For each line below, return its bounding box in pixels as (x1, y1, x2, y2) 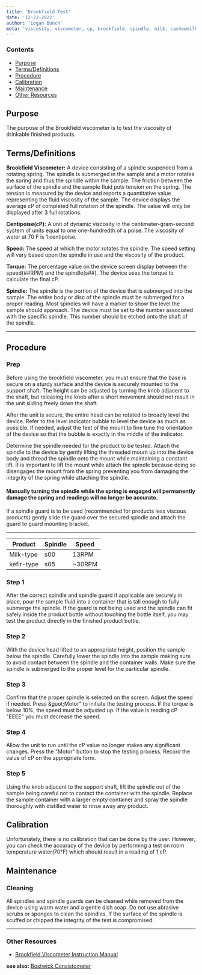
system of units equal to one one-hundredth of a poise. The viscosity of (6, 227, 185, 234)
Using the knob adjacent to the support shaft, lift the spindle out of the (6, 783, 180, 790)
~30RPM (72, 560, 98, 569)
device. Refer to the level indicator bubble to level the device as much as (6, 417, 186, 424)
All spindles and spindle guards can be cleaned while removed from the (6, 897, 184, 905)
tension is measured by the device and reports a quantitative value (6, 190, 171, 197)
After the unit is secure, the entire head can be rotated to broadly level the (6, 411, 189, 418)
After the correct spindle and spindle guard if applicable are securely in (6, 591, 183, 599)
